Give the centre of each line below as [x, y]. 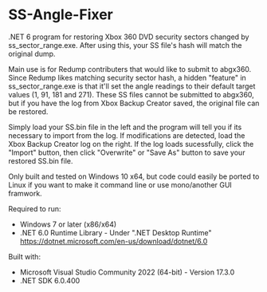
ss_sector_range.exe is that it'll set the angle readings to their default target [132, 86]
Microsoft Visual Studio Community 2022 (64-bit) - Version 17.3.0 [127, 272]
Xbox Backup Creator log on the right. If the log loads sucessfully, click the [131, 144]
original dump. [32, 53]
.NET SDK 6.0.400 [50, 280]
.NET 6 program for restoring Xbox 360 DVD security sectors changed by [129, 37]
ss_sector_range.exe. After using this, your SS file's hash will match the [125, 45]
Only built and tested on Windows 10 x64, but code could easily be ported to [134, 176]
